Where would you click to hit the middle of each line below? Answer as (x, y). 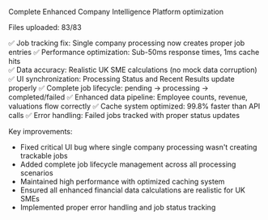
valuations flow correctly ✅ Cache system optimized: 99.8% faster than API (134, 106)
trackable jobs (44, 156)
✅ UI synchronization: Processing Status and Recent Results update (121, 79)
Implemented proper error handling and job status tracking (118, 207)
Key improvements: (40, 131)
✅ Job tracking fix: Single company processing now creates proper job (127, 43)
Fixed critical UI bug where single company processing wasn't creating (138, 147)
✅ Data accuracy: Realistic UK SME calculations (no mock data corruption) (133, 70)
